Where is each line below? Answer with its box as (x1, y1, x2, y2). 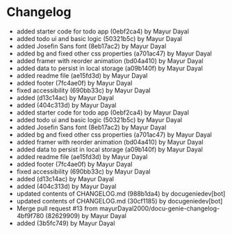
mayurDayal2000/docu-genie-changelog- (99, 204, 220, 212)
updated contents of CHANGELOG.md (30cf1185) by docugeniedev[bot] (16, 197, 223, 205)
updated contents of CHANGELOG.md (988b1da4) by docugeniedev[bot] (16, 189, 226, 198)
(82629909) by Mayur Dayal (45, 211, 126, 219)
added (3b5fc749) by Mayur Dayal (16, 219, 115, 227)
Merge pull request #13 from (16, 204, 99, 212)
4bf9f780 (16, 211, 44, 219)
